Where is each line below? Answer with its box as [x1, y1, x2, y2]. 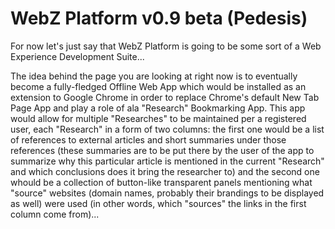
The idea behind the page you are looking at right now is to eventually [10, 70, 298, 82]
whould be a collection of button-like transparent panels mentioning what [10, 176, 313, 188]
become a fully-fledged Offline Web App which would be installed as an [10, 80, 307, 92]
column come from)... [10, 208, 100, 220]
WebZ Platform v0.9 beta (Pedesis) [10, 7, 308, 30]
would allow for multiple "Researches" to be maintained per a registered [10, 112, 307, 124]
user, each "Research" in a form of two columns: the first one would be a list [10, 123, 325, 135]
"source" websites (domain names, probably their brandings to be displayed [10, 187, 325, 199]
